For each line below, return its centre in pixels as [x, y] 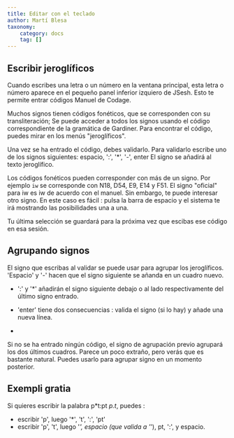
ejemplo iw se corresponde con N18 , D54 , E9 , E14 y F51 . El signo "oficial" [112, 185]
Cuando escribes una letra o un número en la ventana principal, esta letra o [116, 85]
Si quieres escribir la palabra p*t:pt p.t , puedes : [76, 405]
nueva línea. [35, 317]
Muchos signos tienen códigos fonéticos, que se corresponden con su [109, 114]
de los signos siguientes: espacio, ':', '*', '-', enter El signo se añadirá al [109, 157]
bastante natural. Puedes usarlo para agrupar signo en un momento [105, 359]
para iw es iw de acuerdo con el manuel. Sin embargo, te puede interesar [112, 193]
